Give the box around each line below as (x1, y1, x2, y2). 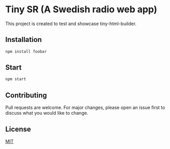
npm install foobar (5, 49, 47, 54)
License (5, 124, 31, 134)
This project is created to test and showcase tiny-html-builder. (5, 20, 137, 27)
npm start (5, 77, 27, 82)
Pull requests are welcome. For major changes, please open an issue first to (5, 104, 165, 111)
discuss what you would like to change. (5, 110, 89, 116)
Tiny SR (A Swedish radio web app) (5, 4, 158, 15)
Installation (5, 35, 42, 44)
